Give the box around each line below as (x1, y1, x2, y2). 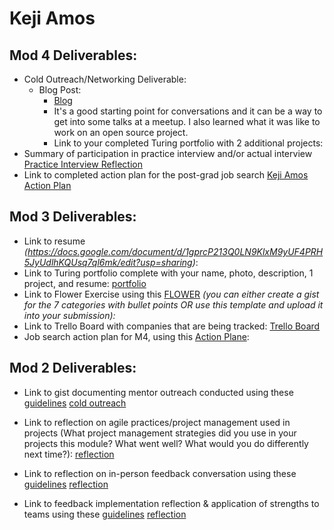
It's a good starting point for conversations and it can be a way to (53, 105, 323, 117)
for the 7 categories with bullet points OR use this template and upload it (23, 298, 324, 311)
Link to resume (23, 235, 86, 247)
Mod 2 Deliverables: (9, 360, 137, 377)
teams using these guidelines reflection (23, 508, 187, 520)
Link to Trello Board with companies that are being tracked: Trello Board (23, 320, 321, 332)
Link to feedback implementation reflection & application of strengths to (23, 497, 320, 509)
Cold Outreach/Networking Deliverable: (23, 73, 187, 85)
